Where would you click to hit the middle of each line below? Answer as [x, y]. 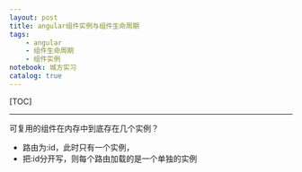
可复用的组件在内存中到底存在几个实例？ [84, 128]
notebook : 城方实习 [43, 68]
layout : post [34, 17]
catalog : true [36, 76]
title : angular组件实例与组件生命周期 [75, 26]
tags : [19, 34]
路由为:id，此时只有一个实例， [78, 147]
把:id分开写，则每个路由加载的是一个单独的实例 [110, 159]
